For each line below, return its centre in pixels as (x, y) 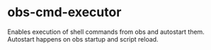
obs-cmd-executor (64, 12)
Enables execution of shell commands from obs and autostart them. (106, 32)
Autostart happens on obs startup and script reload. (83, 39)
